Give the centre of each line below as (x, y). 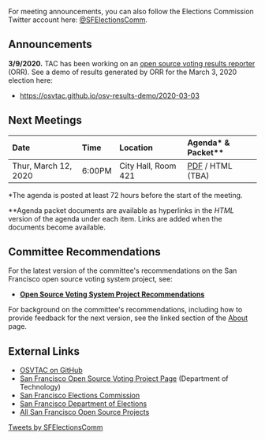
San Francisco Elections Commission (80, 395)
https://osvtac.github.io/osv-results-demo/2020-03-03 (109, 95)
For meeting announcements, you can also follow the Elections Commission (131, 11)
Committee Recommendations (85, 252)
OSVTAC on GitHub (51, 371)
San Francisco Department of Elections (83, 404)
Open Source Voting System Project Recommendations (112, 294)
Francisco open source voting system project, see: (90, 279)
